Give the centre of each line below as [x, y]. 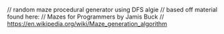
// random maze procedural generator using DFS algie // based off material [112, 10]
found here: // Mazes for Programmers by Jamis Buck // [86, 17]
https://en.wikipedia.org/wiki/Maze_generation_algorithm [87, 24]
